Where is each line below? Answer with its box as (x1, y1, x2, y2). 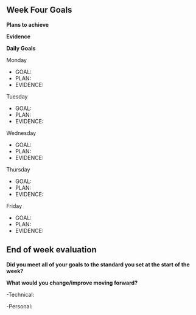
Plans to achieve (6, 21, 49, 28)
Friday (6, 202, 23, 209)
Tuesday (6, 92, 28, 100)
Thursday (6, 165, 30, 173)
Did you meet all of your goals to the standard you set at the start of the (6, 261, 190, 268)
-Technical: (6, 291, 35, 298)
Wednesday (6, 129, 37, 136)
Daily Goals (6, 44, 36, 52)
